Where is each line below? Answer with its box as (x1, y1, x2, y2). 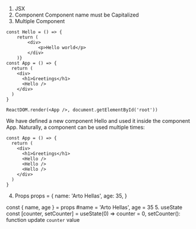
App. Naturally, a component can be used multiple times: (6, 124, 146, 131)
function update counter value (6, 217, 80, 223)
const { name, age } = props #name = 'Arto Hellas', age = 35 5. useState (6, 204, 183, 211)
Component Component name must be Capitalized (14, 11, 140, 18)
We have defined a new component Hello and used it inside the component (6, 117, 190, 124)
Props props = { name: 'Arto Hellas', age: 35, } (14, 192, 128, 199)
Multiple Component (14, 18, 65, 24)
